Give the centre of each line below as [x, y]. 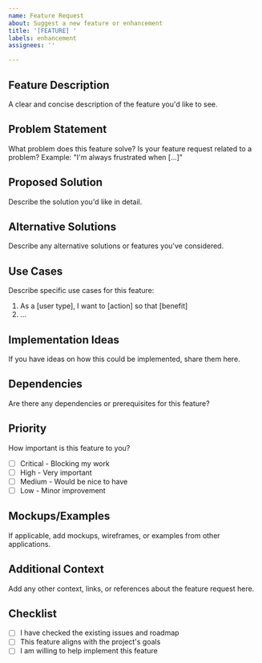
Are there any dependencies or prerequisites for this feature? [109, 403]
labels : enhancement [43, 38]
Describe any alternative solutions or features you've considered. [116, 246]
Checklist [33, 613]
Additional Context [56, 569]
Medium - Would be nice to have [74, 481]
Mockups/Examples [59, 516]
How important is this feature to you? [69, 448]
